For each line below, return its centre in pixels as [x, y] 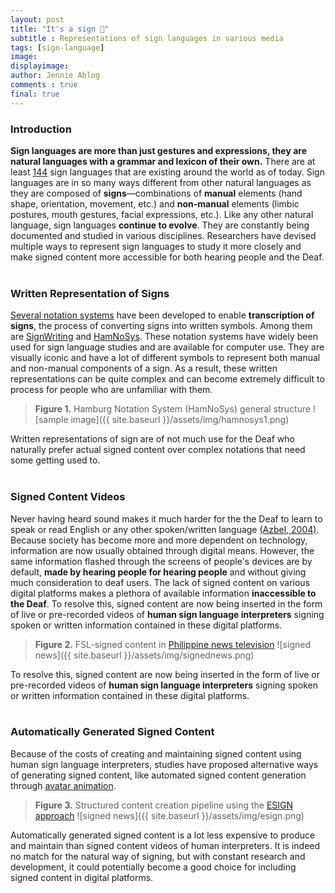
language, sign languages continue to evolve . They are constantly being [160, 225]
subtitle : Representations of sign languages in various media [147, 38]
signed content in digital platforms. [82, 877]
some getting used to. [55, 460]
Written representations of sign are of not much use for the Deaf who [152, 439]
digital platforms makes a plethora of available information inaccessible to [163, 593]
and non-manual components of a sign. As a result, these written [144, 368]
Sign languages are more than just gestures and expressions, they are [158, 150]
